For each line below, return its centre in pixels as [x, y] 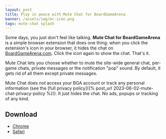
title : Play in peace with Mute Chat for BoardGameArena [65, 14]
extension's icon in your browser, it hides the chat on [59, 48]
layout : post [19, 10]
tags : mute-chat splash [30, 23]
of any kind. [17, 99]
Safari [18, 132]
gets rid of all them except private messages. [51, 73]
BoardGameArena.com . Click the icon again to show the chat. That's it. [78, 53]
